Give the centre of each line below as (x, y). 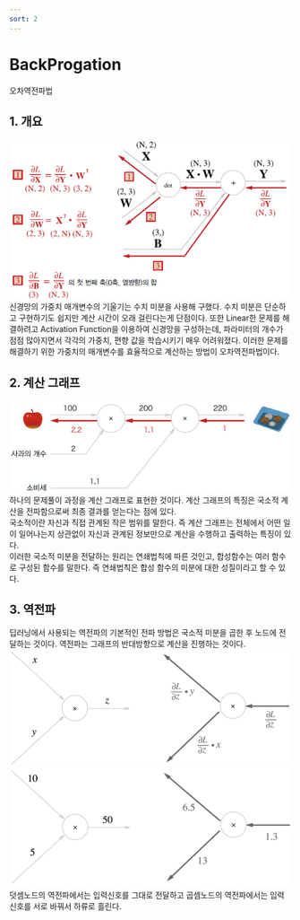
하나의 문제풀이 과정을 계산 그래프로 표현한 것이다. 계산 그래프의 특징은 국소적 (144, 500)
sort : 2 (24, 19)
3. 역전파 (33, 610)
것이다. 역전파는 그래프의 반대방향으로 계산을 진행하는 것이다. (139, 644)
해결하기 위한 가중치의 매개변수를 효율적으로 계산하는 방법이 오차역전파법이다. (145, 352)
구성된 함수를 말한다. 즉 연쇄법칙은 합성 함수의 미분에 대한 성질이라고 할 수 (147, 567)
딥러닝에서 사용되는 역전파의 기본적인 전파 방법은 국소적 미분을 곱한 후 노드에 (143, 633)
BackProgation (65, 64)
